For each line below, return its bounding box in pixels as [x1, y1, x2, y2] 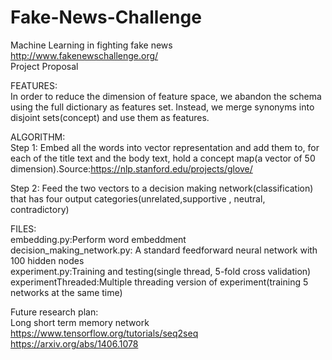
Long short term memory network [10, 316, 150, 328]
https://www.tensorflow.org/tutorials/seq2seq [10, 327, 199, 339]
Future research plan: [10, 306, 99, 318]
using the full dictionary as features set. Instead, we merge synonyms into [10, 101, 315, 113]
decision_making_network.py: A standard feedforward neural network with [10, 244, 318, 256]
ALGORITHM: [10, 131, 66, 143]
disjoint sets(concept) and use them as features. [10, 111, 210, 123]
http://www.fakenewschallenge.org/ [10, 49, 159, 61]
